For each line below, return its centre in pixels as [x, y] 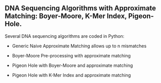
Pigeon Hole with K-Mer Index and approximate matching [71, 75]
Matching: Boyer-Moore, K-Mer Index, [66, 16]
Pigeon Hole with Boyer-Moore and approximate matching [72, 65]
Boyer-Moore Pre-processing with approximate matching [71, 55]
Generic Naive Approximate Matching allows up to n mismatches [79, 46]
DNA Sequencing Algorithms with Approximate [80, 8]
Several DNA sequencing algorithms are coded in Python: [65, 36]
